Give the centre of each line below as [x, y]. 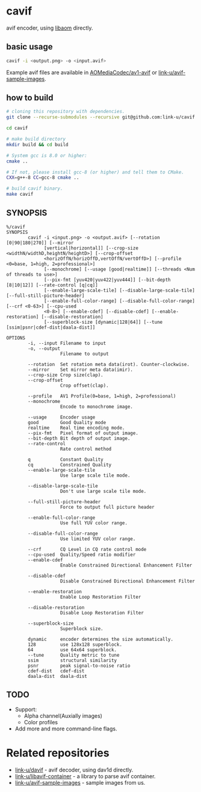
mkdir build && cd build [37, 144]
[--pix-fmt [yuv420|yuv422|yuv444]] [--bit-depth [107, 280]
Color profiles [41, 722]
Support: [26, 709]
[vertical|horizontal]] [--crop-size [91, 248]
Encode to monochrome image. [97, 407]
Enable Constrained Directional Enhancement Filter [126, 565]
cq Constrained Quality [70, 465]
